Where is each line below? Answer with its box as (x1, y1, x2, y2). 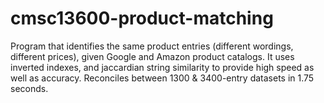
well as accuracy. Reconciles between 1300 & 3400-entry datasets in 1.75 (10, 72, 315, 84)
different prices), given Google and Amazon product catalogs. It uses (10, 50, 295, 62)
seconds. (10, 82, 49, 94)
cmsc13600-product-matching (10, 7, 274, 30)
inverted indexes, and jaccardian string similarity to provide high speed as (10, 61, 315, 73)
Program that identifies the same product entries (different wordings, (10, 40, 294, 52)
